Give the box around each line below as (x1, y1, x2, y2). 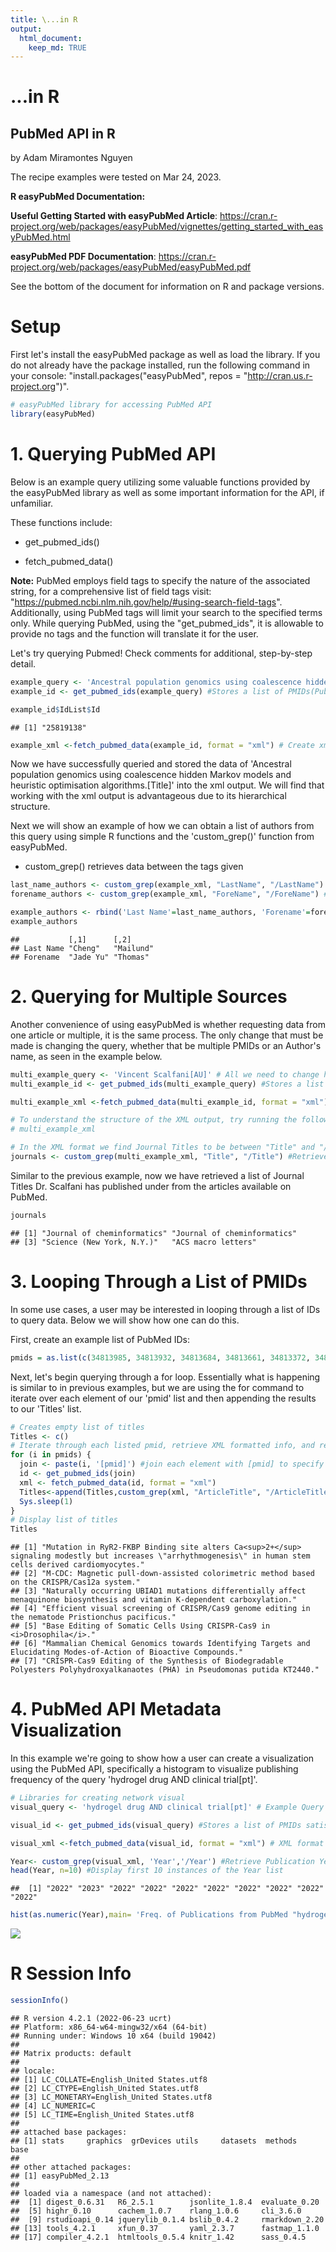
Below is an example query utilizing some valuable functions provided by (10, 476, 311, 488)
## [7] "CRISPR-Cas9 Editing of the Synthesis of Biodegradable (10, 1656, 284, 1666)
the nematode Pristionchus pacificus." (10, 1612, 177, 1623)
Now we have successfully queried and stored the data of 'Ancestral (10, 758, 292, 770)
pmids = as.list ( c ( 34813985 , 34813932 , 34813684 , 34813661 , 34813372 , (10, 1352, 311, 1363)
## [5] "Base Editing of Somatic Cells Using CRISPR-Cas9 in (10, 1621, 271, 1631)
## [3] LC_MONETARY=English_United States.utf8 (10, 2092, 213, 2102)
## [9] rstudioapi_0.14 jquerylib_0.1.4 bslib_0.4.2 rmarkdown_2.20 (10, 2215, 325, 2225)
